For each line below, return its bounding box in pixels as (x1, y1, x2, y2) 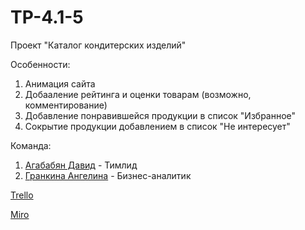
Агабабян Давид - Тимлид (24, 159, 138, 171)
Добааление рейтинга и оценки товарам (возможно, (24, 88, 252, 100)
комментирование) (24, 99, 108, 111)
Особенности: (10, 58, 71, 70)
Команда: (10, 139, 52, 151)
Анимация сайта (24, 77, 96, 90)
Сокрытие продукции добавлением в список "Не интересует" (24, 120, 291, 132)
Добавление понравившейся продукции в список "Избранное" (24, 109, 297, 121)
